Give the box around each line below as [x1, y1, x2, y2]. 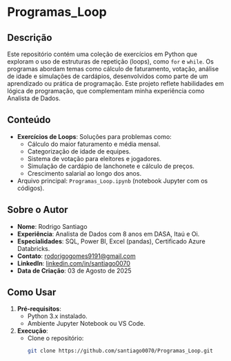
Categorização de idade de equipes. [27, 147, 131, 156]
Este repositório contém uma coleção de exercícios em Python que [7, 50, 198, 58]
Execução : [17, 326, 48, 335]
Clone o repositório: [27, 334, 84, 342]
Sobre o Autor [7, 204, 68, 216]
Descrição [7, 32, 52, 44]
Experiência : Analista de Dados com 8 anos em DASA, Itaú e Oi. [17, 230, 200, 238]
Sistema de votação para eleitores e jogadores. [27, 154, 162, 163]
